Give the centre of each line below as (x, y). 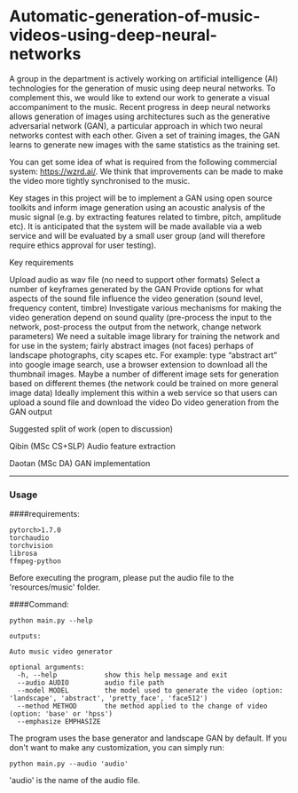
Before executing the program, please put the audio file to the (122, 578)
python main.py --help (51, 621)
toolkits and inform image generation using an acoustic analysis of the (137, 207)
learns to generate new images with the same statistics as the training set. (145, 145)
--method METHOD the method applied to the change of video (142, 706)
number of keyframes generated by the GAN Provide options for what (136, 289)
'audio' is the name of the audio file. (74, 781)
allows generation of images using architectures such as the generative (140, 116)
